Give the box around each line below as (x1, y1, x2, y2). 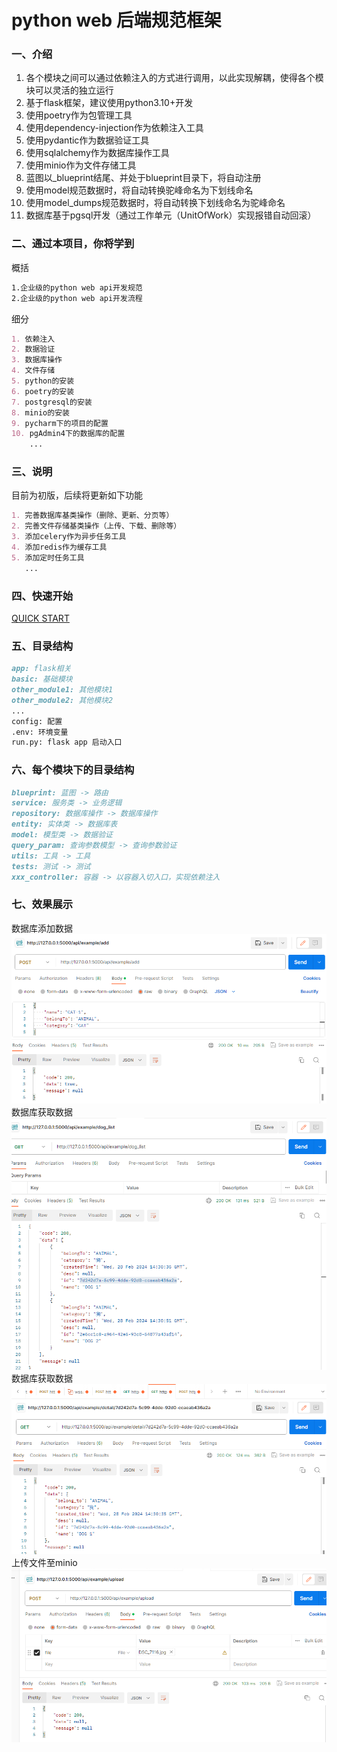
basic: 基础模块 (11, 674, 73, 685)
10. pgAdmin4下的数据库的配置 (11, 429, 126, 439)
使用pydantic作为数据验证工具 (25, 134, 150, 146)
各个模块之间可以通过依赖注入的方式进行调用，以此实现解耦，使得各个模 (25, 72, 324, 84)
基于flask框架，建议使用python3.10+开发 (25, 97, 194, 109)
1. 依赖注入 (11, 334, 56, 344)
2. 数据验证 (11, 344, 56, 355)
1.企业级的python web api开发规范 (11, 282, 143, 293)
